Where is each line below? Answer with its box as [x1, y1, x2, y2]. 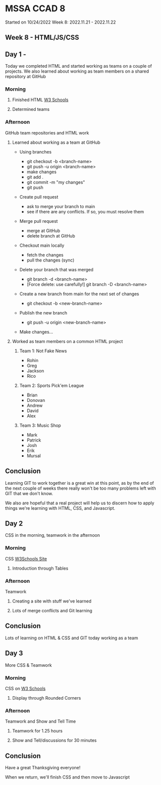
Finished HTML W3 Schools [12, 97, 69, 103]
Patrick [26, 437, 42, 443]
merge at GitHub [26, 228, 60, 234]
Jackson [26, 367, 44, 373]
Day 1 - [5, 50, 26, 58]
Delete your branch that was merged [19, 266, 94, 272]
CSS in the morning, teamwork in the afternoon [5, 532, 100, 538]
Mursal [26, 452, 41, 459]
